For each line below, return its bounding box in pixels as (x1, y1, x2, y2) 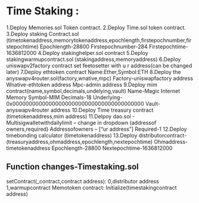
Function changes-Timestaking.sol (6, 162, 139, 172)
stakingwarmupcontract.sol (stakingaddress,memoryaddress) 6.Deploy (6, 56, 181, 63)
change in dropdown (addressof (77, 119, 157, 126)
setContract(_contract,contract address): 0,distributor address (6, 177, 159, 184)
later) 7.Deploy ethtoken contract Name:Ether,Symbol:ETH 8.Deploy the (6, 68, 181, 75)
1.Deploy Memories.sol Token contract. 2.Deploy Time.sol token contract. (6, 24, 186, 31)
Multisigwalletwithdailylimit (6, 119, 73, 126)
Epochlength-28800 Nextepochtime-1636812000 (51, 144, 173, 152)
